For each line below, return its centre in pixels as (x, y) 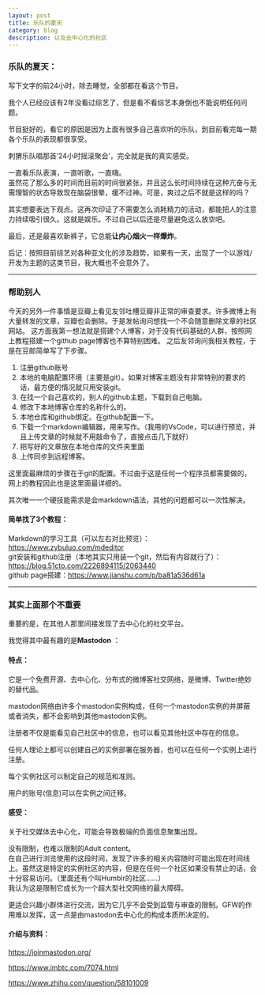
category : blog (33, 30)
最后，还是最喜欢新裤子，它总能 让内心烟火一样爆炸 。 (95, 236)
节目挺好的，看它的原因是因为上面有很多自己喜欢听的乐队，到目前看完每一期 (132, 129)
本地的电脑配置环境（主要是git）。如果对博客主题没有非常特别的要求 (129, 377)
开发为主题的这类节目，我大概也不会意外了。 (81, 263)
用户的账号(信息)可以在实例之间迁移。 (70, 793)
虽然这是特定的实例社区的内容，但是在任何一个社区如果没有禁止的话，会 (139, 868)
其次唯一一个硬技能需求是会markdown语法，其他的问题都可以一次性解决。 (129, 500)
